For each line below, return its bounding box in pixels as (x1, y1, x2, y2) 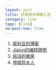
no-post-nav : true (5, 26, 43, 31)
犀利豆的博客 (12, 41, 39, 47)
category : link (5, 17, 37, 22)
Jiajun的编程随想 (12, 47, 47, 53)
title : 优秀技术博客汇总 (5, 12, 51, 17)
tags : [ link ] (5, 21, 32, 27)
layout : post (5, 7, 32, 13)
